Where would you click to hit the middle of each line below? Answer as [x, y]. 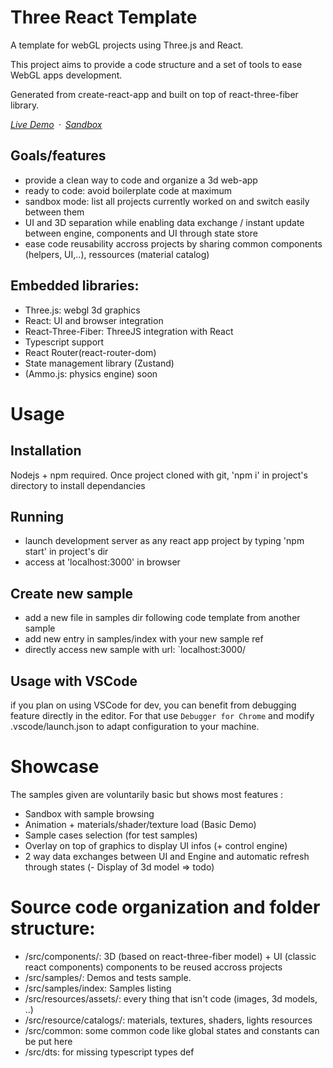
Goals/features [58, 156]
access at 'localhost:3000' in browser [102, 562]
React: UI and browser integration [94, 320]
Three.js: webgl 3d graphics [82, 310]
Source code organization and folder [165, 907]
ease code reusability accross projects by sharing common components [173, 243]
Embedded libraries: [75, 286]
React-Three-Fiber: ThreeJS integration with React [129, 331]
